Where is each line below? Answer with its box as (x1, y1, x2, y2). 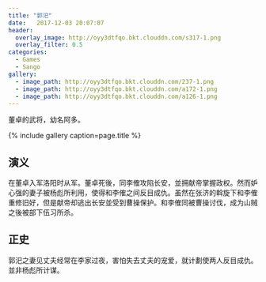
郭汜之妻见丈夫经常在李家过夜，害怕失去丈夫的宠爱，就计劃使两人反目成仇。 (8, 255, 258, 265)
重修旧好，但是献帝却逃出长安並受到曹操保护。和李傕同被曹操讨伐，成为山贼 (8, 198, 258, 208)
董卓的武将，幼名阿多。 (8, 115, 85, 125)
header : (8, 26, 34, 34)
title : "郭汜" (8, 11, 53, 20)
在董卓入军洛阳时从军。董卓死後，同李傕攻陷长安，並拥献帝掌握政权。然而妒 (8, 179, 258, 188)
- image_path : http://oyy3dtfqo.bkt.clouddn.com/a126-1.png (15, 92, 218, 100)
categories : (8, 48, 47, 56)
